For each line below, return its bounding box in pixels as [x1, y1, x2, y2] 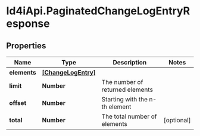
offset [9, 99, 27, 107]
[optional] [163, 116, 191, 124]
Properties [6, 41, 46, 51]
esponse [6, 17, 50, 30]
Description [112, 58, 147, 66]
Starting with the [101, 95, 148, 103]
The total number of [101, 112, 157, 120]
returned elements [101, 85, 154, 94]
